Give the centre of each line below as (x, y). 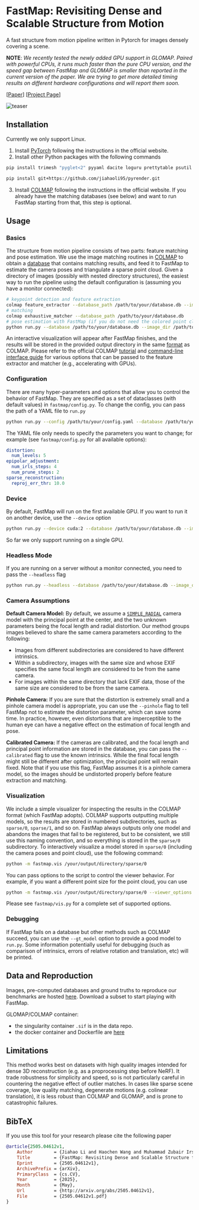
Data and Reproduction (49, 976)
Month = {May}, (46, 1185)
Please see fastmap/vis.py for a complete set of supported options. (89, 904)
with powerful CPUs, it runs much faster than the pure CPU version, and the (99, 64)
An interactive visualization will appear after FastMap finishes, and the (92, 338)
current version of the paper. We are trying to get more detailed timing (92, 77)
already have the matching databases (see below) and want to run (95, 196)
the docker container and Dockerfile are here (70, 1032)
